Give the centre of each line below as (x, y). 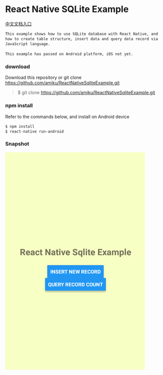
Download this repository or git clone (43, 78)
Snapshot (17, 144)
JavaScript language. (28, 44)
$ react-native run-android (35, 132)
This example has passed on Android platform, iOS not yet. (69, 54)
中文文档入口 (18, 24)
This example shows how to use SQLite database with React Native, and (81, 34)
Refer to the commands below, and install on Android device (67, 116)
